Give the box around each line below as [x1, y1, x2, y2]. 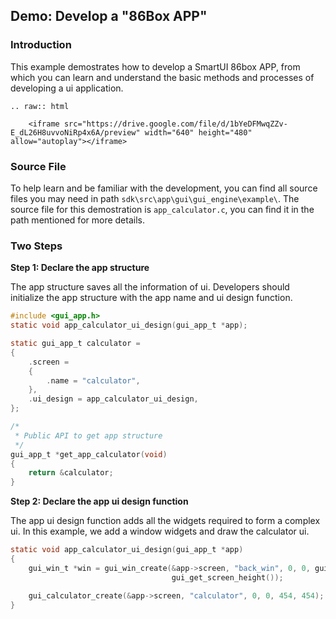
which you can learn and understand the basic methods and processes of [10, 71, 315, 83]
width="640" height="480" [144, 127, 253, 138]
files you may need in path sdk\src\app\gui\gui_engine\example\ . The [10, 192, 300, 204]
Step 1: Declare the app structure [10, 262, 150, 274]
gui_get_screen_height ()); [171, 572, 284, 583]
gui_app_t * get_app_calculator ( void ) [10, 449, 168, 459]
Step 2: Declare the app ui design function [10, 495, 189, 508]
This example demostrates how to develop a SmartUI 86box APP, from [10, 60, 301, 73]
